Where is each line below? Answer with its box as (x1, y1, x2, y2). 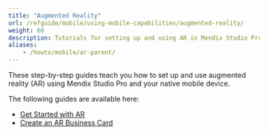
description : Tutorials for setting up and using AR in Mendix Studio (8, 33, 248, 42)
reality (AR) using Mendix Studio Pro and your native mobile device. (8, 79, 231, 88)
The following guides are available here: (8, 94, 140, 103)
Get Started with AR (19, 110, 85, 119)
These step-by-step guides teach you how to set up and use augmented (8, 71, 246, 79)
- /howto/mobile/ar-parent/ (22, 48, 116, 56)
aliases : (8, 41, 37, 49)
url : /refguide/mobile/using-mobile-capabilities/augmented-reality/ (8, 19, 245, 27)
